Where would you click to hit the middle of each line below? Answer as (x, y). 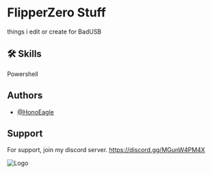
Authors (25, 96)
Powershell (23, 74)
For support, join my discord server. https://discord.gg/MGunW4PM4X (106, 150)
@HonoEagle (36, 112)
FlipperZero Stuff (56, 13)
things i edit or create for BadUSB (54, 32)
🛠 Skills (25, 54)
